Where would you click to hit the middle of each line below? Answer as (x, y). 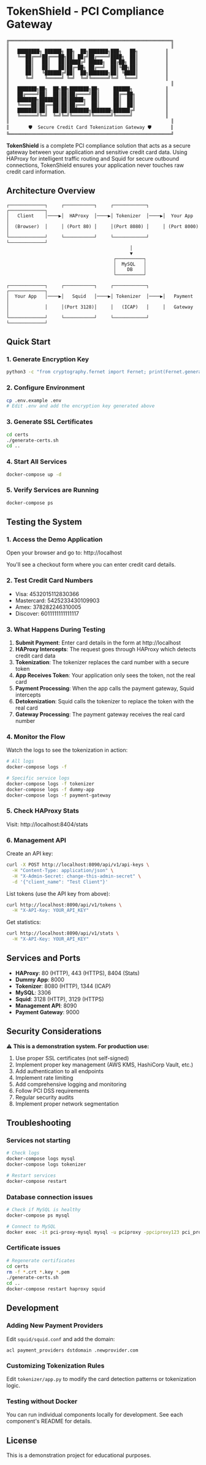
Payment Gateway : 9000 (47, 1012)
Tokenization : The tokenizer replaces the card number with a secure (102, 662)
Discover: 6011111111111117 (47, 613)
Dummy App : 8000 (40, 979)
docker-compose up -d (34, 474)
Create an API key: (30, 854)
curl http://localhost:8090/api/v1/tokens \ (64, 905)
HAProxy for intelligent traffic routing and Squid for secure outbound (93, 158)
